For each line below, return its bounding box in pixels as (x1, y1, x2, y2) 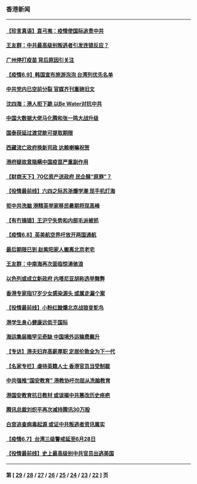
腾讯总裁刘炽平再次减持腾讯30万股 (6, 406, 90, 413)
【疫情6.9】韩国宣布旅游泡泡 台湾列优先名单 (6, 71, 113, 78)
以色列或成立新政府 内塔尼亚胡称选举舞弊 (6, 275, 106, 282)
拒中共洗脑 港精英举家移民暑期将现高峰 (6, 202, 100, 210)
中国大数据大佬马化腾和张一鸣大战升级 (6, 115, 98, 122)
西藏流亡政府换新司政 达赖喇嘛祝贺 (6, 144, 90, 151)
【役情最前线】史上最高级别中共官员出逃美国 (6, 450, 114, 457)
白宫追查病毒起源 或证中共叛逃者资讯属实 (6, 420, 106, 427)
